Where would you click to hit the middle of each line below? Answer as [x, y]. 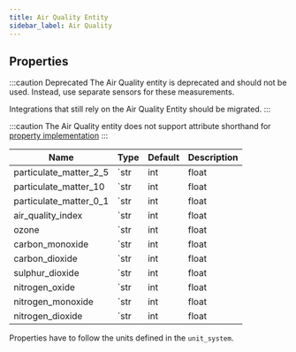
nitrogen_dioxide [48, 317]
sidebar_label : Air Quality [61, 26]
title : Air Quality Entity [59, 17]
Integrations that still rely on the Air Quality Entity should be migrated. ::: [140, 109]
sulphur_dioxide [46, 273]
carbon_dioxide [46, 259]
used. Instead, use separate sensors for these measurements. [122, 92]
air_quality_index [48, 216]
